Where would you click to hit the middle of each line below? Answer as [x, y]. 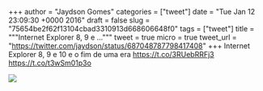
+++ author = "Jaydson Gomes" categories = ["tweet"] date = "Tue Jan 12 [132, 12]
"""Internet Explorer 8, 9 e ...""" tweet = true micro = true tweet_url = [123, 37]
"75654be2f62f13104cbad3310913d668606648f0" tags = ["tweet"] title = [131, 29]
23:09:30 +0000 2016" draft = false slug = [79, 20]
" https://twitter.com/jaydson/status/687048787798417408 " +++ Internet [129, 46]
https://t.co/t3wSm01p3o [50, 63]
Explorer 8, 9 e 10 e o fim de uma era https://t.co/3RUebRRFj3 [111, 54]
